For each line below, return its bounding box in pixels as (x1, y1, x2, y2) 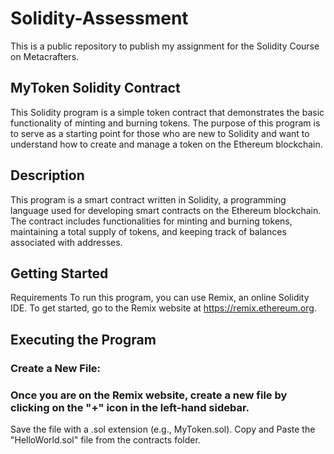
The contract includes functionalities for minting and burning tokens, (10, 215, 293, 227)
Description (10, 167, 85, 184)
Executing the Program (10, 331, 157, 348)
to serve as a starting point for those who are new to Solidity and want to (10, 127, 310, 139)
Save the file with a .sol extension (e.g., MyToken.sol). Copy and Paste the (10, 423, 316, 435)
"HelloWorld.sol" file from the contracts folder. (10, 433, 201, 446)
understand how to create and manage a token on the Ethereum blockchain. (10, 138, 323, 150)
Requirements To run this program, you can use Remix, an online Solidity (10, 292, 310, 304)
